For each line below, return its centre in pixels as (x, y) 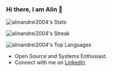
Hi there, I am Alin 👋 (34, 9)
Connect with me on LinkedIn (50, 62)
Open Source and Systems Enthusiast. (61, 56)
